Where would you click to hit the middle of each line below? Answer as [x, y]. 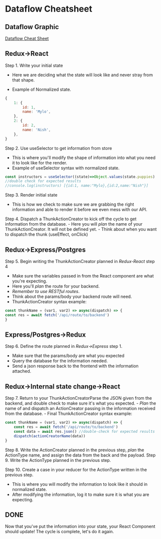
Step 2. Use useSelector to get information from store [59, 148]
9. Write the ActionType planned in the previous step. [58, 460]
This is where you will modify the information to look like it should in [80, 484]
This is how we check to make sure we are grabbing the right [73, 204]
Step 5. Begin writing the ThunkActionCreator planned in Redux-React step [80, 261]
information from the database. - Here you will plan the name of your [74, 224]
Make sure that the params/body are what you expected [68, 356]
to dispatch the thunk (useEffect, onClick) [47, 234]
